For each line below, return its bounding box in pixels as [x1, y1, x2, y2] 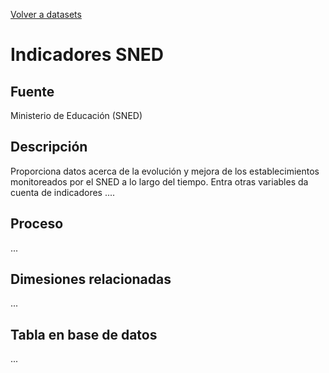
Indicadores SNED [10, 44, 164, 66]
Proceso [10, 215, 64, 233]
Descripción [10, 139, 88, 156]
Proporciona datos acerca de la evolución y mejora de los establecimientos [10, 165, 320, 177]
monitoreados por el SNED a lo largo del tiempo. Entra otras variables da [10, 175, 309, 188]
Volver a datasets [10, 9, 82, 20]
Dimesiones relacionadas [10, 271, 172, 288]
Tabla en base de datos [10, 326, 158, 343]
